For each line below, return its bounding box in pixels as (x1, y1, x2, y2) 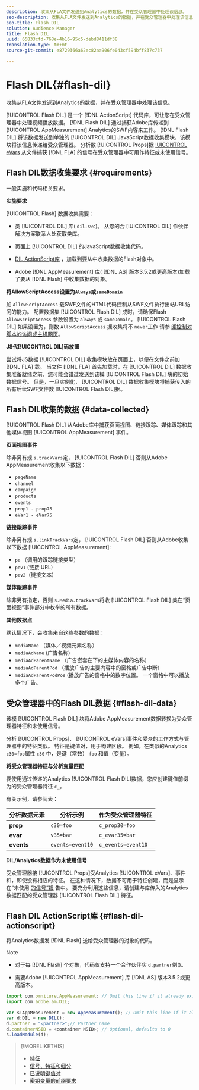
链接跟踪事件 (6, 524, 37, 531)
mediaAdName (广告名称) (14, 649, 70, 656)
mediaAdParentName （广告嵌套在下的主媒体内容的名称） (14, 657, 150, 664)
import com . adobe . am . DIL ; (6, 998, 70, 1004)
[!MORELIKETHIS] (20, 1042, 65, 1050)
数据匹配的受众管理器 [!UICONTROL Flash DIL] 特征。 (6, 892, 137, 899)
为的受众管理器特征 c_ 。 (6, 783, 65, 790)
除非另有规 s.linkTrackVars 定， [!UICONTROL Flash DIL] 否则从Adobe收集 (6, 536, 188, 543)
